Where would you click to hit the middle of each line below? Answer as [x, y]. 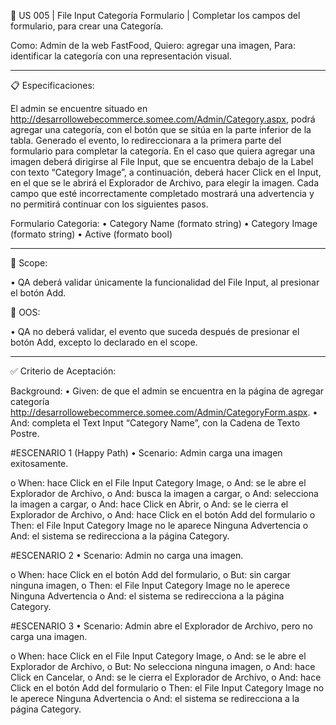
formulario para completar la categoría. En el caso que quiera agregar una [163, 151]
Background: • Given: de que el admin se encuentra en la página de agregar [167, 391]
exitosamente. [39, 463]
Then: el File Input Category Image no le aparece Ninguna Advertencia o [159, 525]
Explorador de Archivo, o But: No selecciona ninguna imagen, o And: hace [163, 666]
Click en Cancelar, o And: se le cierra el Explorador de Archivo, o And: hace [166, 677]
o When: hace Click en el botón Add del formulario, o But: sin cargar [151, 574]
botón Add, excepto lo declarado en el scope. [104, 342]
